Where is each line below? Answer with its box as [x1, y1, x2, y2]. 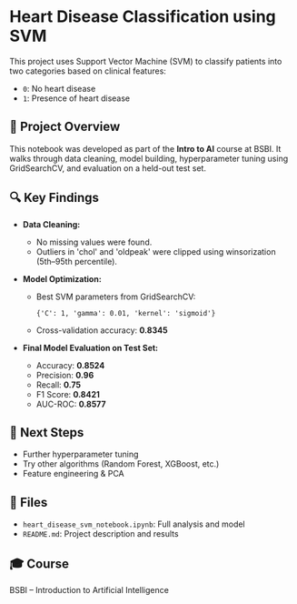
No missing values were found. [35, 237, 153, 247]
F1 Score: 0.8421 [35, 388, 100, 399]
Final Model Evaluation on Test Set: [22, 342, 159, 353]
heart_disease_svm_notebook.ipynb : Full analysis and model [22, 518, 245, 529]
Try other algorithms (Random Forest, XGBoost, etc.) [22, 458, 220, 469]
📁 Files [9, 494, 48, 510]
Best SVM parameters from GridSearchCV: [35, 291, 196, 302]
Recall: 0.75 [35, 379, 82, 390]
